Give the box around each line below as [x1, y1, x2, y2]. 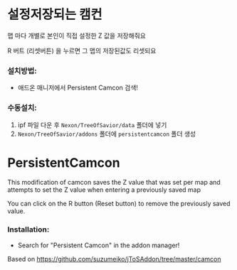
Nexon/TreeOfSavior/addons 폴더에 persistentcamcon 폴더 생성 [17, 129, 196, 138]
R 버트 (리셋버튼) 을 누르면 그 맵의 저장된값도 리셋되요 [7, 46, 157, 55]
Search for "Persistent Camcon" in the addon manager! [17, 241, 180, 249]
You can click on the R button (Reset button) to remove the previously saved [7, 200, 231, 208]
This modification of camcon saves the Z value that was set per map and [7, 178, 221, 187]
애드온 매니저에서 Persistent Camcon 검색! [17, 83, 139, 92]
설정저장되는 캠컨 [7, 6, 102, 23]
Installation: [7, 225, 50, 234]
